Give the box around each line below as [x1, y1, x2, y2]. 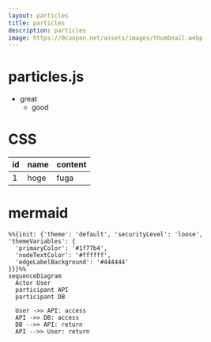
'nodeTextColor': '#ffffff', [15, 252, 111, 259]
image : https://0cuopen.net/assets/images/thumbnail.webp [8, 33, 203, 42]
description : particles [8, 26, 87, 34]
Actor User [15, 279, 51, 287]
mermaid [8, 204, 69, 222]
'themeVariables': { [8, 237, 77, 246]
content [56, 159, 87, 171]
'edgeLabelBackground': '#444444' [15, 259, 129, 267]
